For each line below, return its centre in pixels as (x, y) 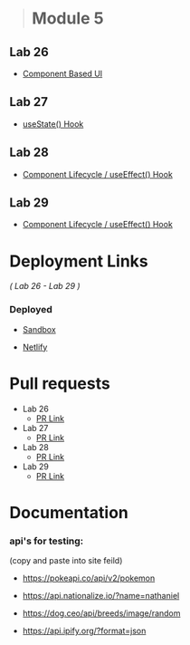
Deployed (31, 310)
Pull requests (60, 383)
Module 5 (67, 19)
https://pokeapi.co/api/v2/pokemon (89, 578)
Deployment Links (79, 261)
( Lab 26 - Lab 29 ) (45, 286)
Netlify (35, 347)
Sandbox (39, 329)
